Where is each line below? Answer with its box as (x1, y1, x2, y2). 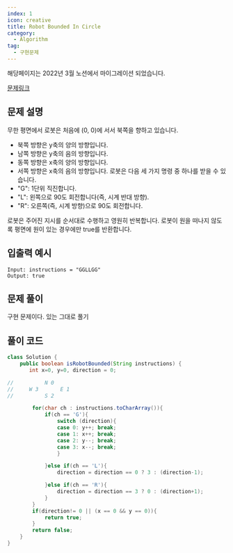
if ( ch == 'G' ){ (44, 411, 89, 418)
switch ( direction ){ (56, 418, 117, 425)
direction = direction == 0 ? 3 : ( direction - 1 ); (56, 469, 204, 476)
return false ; (32, 527, 73, 534)
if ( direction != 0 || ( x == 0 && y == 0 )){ (32, 507, 157, 515)
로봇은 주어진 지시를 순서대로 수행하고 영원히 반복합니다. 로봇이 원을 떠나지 (7, 216, 210, 225)
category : (7, 29, 36, 37)
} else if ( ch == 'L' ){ (44, 463, 108, 470)
